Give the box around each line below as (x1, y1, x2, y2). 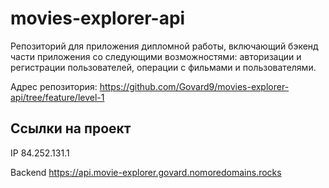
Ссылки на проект (10, 120, 132, 137)
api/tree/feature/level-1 (10, 91, 105, 103)
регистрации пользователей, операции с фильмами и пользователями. (10, 61, 317, 73)
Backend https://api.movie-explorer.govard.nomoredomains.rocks (10, 166, 282, 178)
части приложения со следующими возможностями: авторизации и (10, 50, 302, 62)
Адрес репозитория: (10, 80, 98, 92)
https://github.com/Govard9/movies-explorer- (99, 80, 290, 92)
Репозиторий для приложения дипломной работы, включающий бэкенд (10, 40, 319, 52)
